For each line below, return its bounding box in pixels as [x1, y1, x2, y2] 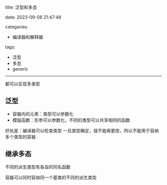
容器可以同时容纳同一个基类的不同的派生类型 [5, 174, 97, 180]
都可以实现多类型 [5, 81, 40, 87]
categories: [5, 24, 28, 30]
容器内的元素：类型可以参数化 [12, 111, 74, 117]
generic [12, 66, 28, 72]
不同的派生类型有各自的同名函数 [5, 164, 71, 170]
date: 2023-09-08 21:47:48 [5, 14, 61, 20]
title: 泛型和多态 [5, 4, 37, 10]
